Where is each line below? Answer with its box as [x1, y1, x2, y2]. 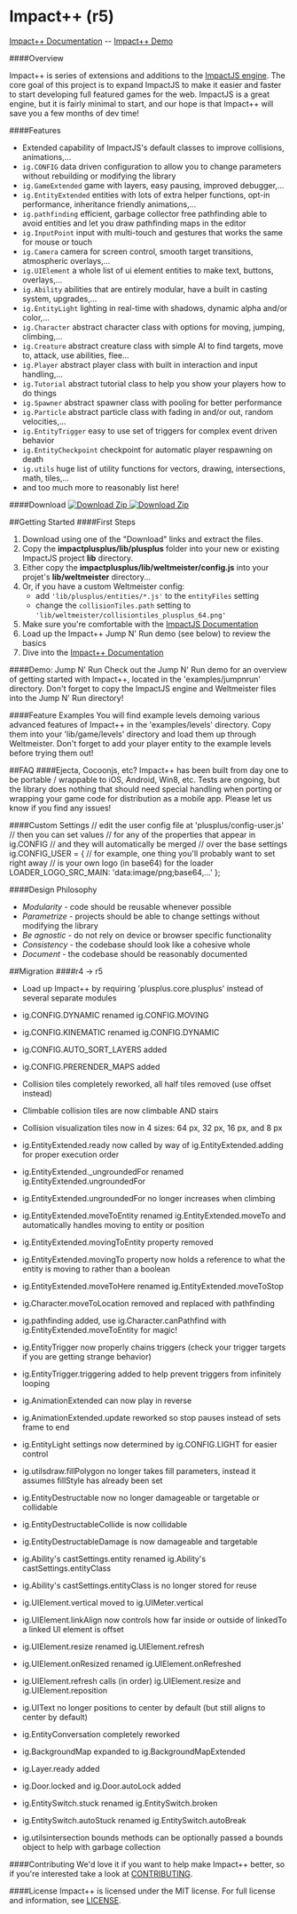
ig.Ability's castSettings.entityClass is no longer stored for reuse [21, 1580, 257, 1591]
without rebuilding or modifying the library [21, 171, 176, 181]
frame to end [21, 1422, 70, 1432]
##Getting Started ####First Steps [9, 516, 136, 527]
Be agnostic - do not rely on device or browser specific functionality [21, 929, 272, 940]
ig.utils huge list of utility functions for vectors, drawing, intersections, [21, 463, 285, 474]
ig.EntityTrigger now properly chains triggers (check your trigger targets [21, 1342, 286, 1352]
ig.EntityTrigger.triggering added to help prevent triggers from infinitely [21, 1368, 282, 1379]
